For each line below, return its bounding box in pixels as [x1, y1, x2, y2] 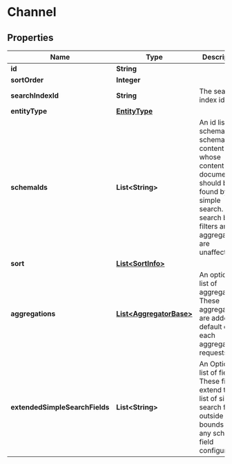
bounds [199, 420, 224, 429]
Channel [7, 4, 57, 20]
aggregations [10, 309, 56, 319]
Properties [7, 32, 54, 44]
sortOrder [10, 75, 44, 84]
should [199, 178, 222, 188]
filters [199, 222, 218, 231]
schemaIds [10, 183, 48, 192]
